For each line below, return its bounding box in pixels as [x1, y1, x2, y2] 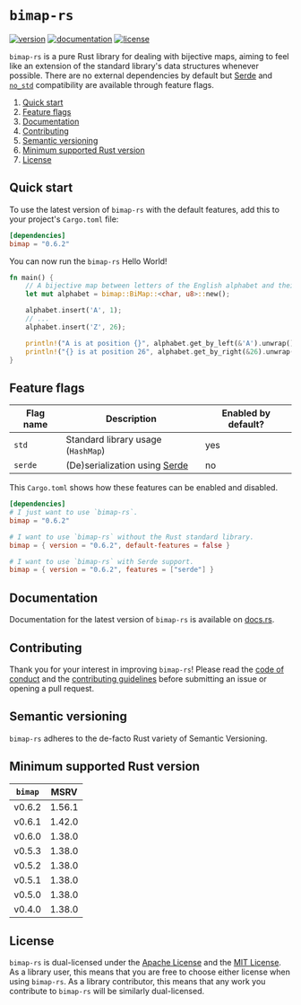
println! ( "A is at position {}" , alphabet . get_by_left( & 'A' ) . [25, 339, 262, 348]
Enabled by [221, 407, 271, 419]
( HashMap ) [65, 445, 106, 457]
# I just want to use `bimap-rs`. [9, 508, 139, 517]
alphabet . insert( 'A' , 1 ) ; [25, 306, 123, 315]
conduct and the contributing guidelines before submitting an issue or [9, 673, 267, 684]
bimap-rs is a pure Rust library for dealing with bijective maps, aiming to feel [9, 50, 289, 61]
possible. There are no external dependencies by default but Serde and [9, 70, 273, 81]
